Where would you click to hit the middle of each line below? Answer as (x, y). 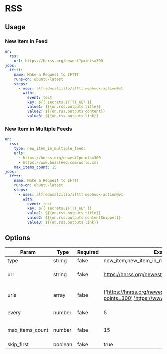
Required (88, 252)
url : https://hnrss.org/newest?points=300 (59, 61)
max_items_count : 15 (35, 167)
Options (18, 238)
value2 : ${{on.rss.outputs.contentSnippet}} (74, 218)
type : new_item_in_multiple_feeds (50, 149)
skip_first (18, 344)
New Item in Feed (27, 41)
